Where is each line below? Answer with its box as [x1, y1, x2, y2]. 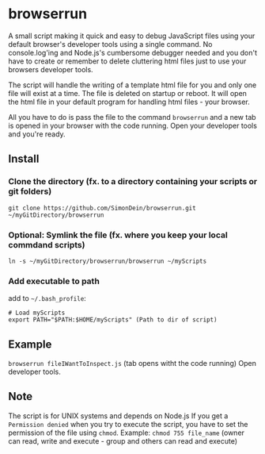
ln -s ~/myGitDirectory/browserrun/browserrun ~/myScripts [8, 257, 207, 265]
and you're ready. [8, 129, 66, 139]
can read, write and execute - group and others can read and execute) [8, 436, 238, 445]
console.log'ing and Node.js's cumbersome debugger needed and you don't [8, 48, 257, 57]
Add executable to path [8, 275, 100, 287]
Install [8, 152, 40, 166]
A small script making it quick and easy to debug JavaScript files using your [8, 31, 256, 40]
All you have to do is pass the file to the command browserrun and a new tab [8, 112, 256, 121]
